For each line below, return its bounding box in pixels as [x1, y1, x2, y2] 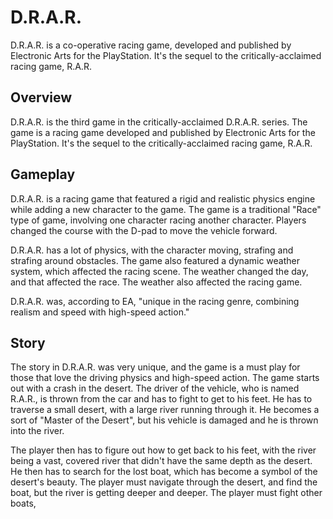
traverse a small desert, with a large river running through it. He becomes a [10, 404, 320, 416]
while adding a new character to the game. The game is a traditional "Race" [10, 203, 322, 215]
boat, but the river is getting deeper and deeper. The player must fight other [10, 487, 323, 499]
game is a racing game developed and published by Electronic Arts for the [10, 126, 316, 138]
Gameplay [10, 166, 76, 183]
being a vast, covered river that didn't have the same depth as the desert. [10, 455, 313, 467]
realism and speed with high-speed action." [10, 306, 190, 318]
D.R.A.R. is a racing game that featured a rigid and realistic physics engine [10, 192, 316, 205]
